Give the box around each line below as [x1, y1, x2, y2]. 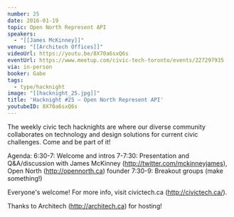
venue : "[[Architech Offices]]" [7, 43, 103, 51]
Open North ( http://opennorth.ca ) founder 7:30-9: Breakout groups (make [7, 166, 224, 175]
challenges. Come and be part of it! [7, 137, 111, 146]
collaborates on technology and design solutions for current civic [7, 129, 198, 139]
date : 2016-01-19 [7, 17, 59, 24]
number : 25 [7, 10, 40, 18]
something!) [7, 174, 43, 182]
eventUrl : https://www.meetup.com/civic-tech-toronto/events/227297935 [7, 57, 224, 64]
